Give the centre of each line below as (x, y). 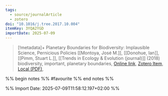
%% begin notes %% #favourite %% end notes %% (60, 79)
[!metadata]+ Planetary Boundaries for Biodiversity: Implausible (83, 47)
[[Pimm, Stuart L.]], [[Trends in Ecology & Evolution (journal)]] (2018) (89, 58)
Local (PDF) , (31, 69)
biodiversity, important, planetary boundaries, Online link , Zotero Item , (90, 64)
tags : (11, 10)
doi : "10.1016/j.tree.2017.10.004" (43, 24)
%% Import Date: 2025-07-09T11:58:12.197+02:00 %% (63, 88)
